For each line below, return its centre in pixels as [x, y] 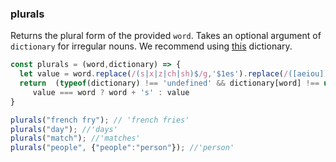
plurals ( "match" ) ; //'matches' [75, 138]
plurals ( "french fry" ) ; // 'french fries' [100, 120]
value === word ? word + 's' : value [111, 92]
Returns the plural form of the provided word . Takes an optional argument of [166, 36]
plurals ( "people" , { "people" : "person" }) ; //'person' [122, 148]
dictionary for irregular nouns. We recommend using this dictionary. [151, 46]
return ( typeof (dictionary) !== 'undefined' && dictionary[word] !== [169, 83]
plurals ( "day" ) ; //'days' [64, 129]
